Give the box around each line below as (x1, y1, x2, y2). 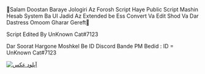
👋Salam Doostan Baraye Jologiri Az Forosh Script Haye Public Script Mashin (6, 6, 199, 13)
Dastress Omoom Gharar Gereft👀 (6, 19, 90, 26)
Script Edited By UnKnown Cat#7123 (6, 31, 99, 38)
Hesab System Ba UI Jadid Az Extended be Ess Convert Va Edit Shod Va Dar (6, 12, 199, 20)
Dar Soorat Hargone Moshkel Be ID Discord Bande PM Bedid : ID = (6, 43, 174, 50)
